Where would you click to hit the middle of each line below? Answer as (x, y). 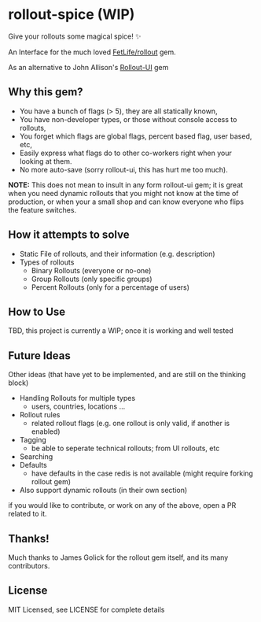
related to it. (28, 514)
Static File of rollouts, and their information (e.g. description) (117, 254)
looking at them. (46, 161)
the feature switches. (42, 209)
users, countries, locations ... (78, 406)
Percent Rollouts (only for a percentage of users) (110, 287)
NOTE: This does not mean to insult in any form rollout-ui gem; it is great (126, 185)
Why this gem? (46, 92)
